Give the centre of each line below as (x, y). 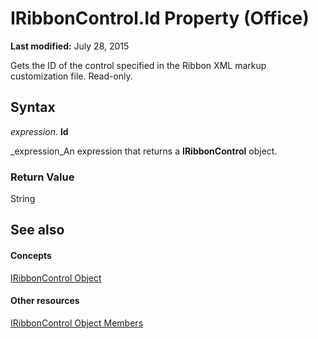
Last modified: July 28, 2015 (70, 46)
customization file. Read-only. (71, 76)
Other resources (45, 301)
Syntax (33, 107)
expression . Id (39, 131)
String (23, 199)
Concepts (31, 256)
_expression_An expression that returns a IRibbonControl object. (144, 151)
